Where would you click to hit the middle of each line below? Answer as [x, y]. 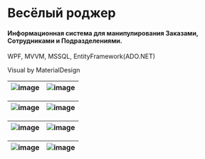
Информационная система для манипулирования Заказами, [103, 33]
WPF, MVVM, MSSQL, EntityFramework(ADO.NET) [81, 56]
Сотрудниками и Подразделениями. [65, 40]
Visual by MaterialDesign [44, 70]
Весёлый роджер [62, 13]
